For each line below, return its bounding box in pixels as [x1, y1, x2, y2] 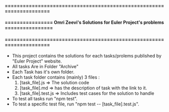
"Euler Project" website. [12, 58, 62, 64]
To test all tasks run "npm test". [12, 96, 78, 102]
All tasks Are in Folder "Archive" [12, 64, 79, 70]
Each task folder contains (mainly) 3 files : [12, 74, 100, 80]
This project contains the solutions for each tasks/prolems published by [12, 53, 162, 59]
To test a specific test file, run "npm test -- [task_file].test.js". [12, 101, 140, 107]
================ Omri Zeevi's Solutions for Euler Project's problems [5, 19, 164, 26]
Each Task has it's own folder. [12, 69, 74, 75]
